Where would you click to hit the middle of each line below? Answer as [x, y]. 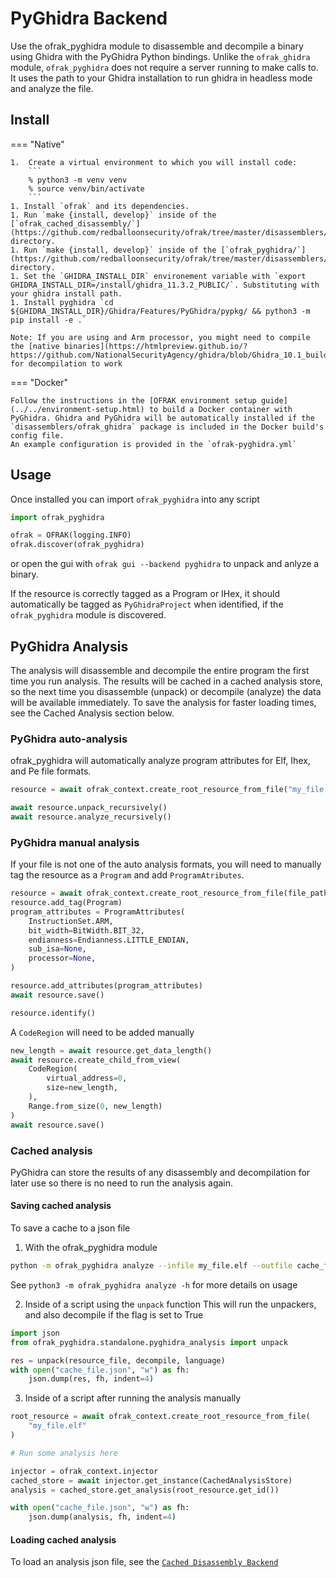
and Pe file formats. [51, 771]
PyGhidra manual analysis [75, 842]
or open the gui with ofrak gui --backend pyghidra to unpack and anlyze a [165, 564]
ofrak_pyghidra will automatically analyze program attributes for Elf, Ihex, [160, 761]
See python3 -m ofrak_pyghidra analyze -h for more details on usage [154, 1284]
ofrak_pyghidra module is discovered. [88, 615]
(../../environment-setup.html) [77, 409]
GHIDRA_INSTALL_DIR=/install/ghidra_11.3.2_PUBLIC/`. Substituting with [165, 285]
